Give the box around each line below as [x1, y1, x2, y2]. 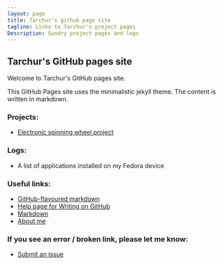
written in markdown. [7, 95, 69, 103]
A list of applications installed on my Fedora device [17, 161, 164, 169]
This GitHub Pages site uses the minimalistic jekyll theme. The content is [7, 88, 217, 96]
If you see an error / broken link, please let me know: [7, 234, 189, 244]
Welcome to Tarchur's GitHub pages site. [7, 74, 126, 82]
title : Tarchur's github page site [7, 17, 111, 24]
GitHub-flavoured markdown [17, 195, 100, 203]
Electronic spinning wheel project [17, 128, 114, 137]
